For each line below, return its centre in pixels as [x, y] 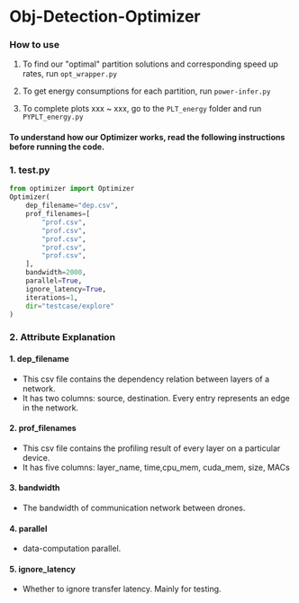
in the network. [50, 408]
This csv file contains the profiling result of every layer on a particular [151, 448]
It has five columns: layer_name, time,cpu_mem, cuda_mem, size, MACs [156, 467]
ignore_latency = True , [66, 289]
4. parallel [28, 528]
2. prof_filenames [43, 428]
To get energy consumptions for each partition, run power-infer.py [146, 91]
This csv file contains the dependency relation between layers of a [146, 379]
